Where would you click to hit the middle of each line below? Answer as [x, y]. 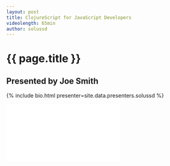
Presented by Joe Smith [53, 81]
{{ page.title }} [44, 59]
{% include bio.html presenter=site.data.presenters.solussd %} [85, 96]
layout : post [23, 12]
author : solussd [27, 29]
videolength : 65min [31, 23]
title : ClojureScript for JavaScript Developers [69, 18]
